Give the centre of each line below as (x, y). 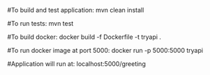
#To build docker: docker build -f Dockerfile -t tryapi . (84, 37)
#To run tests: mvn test (40, 23)
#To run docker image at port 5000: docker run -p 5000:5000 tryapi (105, 50)
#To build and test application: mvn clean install (76, 10)
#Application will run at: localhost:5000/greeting (77, 64)
